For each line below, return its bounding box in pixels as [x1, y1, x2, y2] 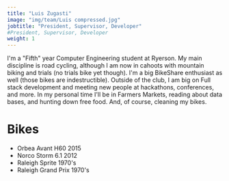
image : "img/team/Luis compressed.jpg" [7, 16, 121, 23]
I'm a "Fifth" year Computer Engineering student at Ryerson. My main [7, 54, 203, 62]
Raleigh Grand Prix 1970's [16, 166, 90, 174]
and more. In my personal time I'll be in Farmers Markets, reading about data [7, 90, 222, 99]
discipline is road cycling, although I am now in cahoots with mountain [7, 61, 204, 70]
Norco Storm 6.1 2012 [16, 152, 77, 160]
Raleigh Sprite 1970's [16, 158, 77, 167]
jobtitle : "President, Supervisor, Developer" [7, 23, 142, 29]
